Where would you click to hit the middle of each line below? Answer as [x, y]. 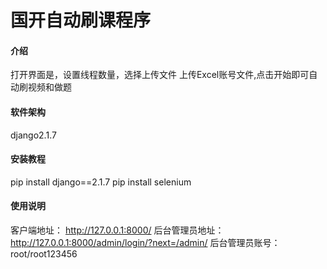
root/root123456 [44, 254]
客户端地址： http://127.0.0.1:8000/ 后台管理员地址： [117, 230]
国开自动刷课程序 [81, 20]
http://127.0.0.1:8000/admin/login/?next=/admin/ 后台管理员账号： [145, 242]
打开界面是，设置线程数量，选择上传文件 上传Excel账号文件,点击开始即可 [160, 75]
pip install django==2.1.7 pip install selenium [101, 182]
